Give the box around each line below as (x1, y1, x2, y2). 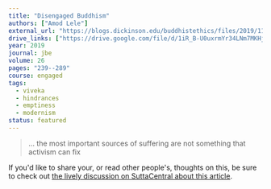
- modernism (15, 109, 56, 117)
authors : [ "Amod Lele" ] (8, 19, 89, 27)
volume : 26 (8, 57, 45, 65)
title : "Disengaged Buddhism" (8, 11, 110, 20)
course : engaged (8, 72, 63, 80)
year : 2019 (8, 42, 45, 50)
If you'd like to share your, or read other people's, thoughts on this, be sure (8, 162, 257, 172)
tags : (8, 79, 27, 87)
